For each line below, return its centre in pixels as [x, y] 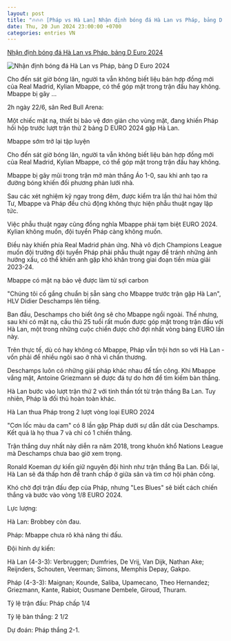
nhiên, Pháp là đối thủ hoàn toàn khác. [62, 399]
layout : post [26, 13]
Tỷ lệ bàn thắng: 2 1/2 [38, 617]
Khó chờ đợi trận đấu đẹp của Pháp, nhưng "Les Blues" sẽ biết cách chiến [112, 488]
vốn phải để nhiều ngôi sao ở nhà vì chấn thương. [77, 357]
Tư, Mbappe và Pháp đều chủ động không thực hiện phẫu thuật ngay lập [110, 204]
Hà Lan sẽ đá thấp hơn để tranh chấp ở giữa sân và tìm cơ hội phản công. [111, 475]
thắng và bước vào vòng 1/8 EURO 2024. [65, 495]
